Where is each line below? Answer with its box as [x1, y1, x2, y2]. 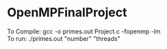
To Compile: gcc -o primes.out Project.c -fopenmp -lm [7, 27, 161, 35]
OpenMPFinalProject [7, 5, 127, 20]
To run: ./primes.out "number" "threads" [7, 34, 121, 42]
